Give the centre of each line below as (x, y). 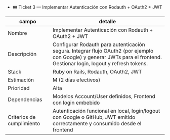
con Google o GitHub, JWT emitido (94, 117)
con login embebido (76, 103)
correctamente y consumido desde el (97, 124)
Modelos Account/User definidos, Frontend (104, 96)
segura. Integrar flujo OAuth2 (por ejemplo (103, 51)
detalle (108, 21)
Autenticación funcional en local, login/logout (106, 111)
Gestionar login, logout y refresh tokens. (100, 63)
